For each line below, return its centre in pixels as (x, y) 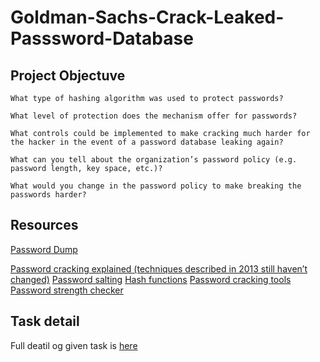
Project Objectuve (68, 75)
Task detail (45, 321)
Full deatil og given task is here (74, 345)
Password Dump (44, 249)
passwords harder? (48, 195)
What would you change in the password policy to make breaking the (156, 186)
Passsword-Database (102, 38)
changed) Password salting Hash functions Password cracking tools (151, 279)
